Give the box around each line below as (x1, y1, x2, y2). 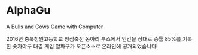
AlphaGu (6, 4, 51, 17)
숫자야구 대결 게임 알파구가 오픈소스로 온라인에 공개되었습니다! (12, 43, 159, 50)
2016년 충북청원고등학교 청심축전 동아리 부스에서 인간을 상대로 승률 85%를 (6, 35, 181, 42)
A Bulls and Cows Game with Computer (6, 23, 103, 30)
